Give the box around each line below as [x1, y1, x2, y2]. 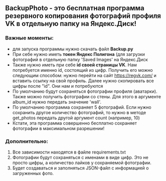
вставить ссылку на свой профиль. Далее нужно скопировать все [12, 77, 154, 84]
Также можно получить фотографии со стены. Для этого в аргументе [12, 93, 161, 99]
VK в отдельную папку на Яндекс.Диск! [5, 19, 137, 28]
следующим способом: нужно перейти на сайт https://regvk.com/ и [12, 72, 157, 78]
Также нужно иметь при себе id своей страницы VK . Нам [12, 62, 137, 68]
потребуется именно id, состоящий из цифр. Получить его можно [12, 67, 153, 73]
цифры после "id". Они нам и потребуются [12, 83, 103, 89]
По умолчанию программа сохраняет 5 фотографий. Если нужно [12, 104, 152, 110]
